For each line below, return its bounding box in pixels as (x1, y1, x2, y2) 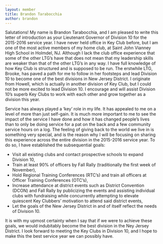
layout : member (5, 7, 36, 12)
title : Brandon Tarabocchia (5, 12, 62, 17)
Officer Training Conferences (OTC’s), (12, 177, 89, 183)
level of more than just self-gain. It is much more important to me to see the (5, 111, 157, 117)
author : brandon (5, 16, 38, 21)
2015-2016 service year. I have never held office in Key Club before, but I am (5, 40, 158, 46)
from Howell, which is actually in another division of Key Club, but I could (5, 81, 151, 87)
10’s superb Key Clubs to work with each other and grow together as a (5, 91, 146, 97)
